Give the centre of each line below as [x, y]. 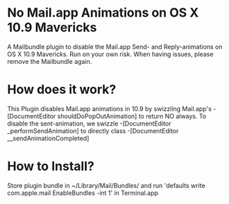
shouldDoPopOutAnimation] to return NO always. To [132, 116]
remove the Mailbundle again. [50, 61]
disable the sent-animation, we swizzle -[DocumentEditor [89, 124]
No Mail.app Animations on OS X [103, 13]
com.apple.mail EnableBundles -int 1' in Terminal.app [83, 193]
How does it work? [62, 90]
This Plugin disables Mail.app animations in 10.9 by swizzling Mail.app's [109, 108]
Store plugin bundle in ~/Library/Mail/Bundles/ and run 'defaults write [107, 185]
